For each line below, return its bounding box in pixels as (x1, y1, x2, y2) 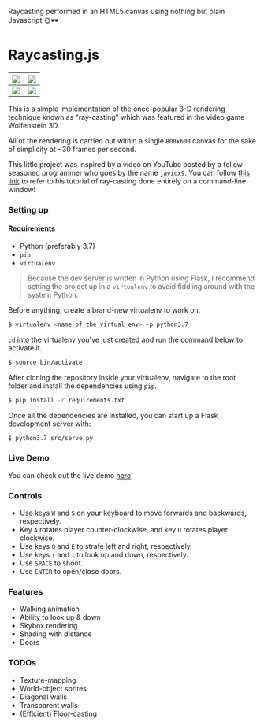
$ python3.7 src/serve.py (8, 434, 93, 442)
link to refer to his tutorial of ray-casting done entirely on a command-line (8, 176, 247, 186)
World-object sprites (19, 683, 87, 693)
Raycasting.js (8, 46, 100, 64)
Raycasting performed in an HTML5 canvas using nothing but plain (8, 7, 225, 16)
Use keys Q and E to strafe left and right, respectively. (19, 542, 193, 551)
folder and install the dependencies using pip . (8, 381, 158, 391)
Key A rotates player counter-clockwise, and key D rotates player (19, 525, 229, 535)
